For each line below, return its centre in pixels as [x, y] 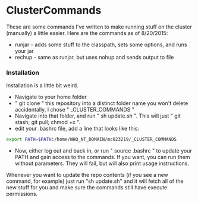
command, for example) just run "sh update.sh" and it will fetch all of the [95, 181]
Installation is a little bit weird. [42, 85]
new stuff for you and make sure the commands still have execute [87, 188]
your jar [24, 50]
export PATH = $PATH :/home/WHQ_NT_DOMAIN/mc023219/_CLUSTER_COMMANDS [92, 139]
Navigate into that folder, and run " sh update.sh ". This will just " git [98, 116]
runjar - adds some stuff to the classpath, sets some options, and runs [101, 45]
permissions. [22, 194]
